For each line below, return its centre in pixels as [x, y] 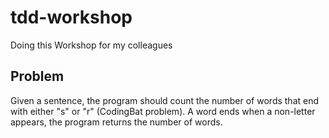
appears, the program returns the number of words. [116, 122]
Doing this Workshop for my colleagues [91, 45]
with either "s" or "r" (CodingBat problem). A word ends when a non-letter [163, 111]
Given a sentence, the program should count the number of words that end [165, 100]
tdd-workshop [71, 17]
